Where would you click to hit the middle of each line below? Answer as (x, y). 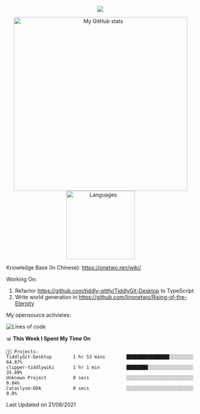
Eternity (24, 303)
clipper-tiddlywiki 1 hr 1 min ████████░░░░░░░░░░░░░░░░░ (100, 367)
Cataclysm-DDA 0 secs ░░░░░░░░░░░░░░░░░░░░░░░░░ (100, 388)
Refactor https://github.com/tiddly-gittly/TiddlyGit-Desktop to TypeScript (104, 291)
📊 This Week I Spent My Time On (48, 338)
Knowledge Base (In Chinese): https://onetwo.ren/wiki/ (74, 268)
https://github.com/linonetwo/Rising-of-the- (133, 297)
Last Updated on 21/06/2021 (41, 404)
